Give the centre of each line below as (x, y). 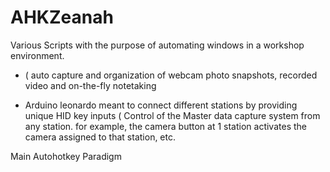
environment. (37, 55)
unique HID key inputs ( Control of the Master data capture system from (172, 115)
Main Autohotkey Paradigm (66, 156)
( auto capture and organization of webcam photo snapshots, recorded (171, 75)
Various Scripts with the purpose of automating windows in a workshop (157, 45)
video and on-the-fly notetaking (90, 85)
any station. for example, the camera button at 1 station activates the (165, 126)
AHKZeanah (62, 17)
